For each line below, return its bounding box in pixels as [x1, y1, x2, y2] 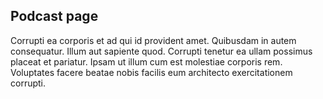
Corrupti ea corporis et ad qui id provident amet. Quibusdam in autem [10, 34, 297, 46]
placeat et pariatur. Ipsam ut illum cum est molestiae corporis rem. [10, 55, 283, 68]
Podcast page [10, 8, 99, 25]
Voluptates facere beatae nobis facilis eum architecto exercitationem [10, 66, 293, 78]
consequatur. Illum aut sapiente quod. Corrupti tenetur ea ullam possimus [10, 45, 313, 57]
